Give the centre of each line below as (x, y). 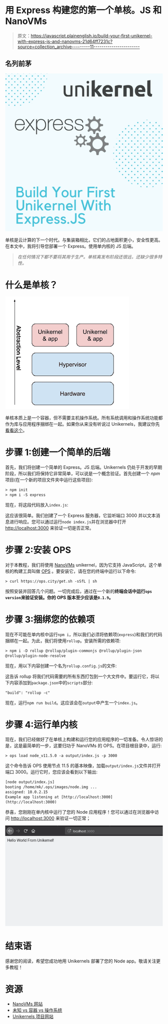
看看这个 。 (16, 430)
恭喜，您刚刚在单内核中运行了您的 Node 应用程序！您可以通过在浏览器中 (80, 812)
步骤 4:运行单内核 (41, 725)
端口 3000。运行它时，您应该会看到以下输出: (51, 772)
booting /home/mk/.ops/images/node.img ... (51, 787)
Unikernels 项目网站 (33, 1016)
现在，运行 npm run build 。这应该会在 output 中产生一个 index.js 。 (73, 702)
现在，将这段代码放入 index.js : (37, 504)
